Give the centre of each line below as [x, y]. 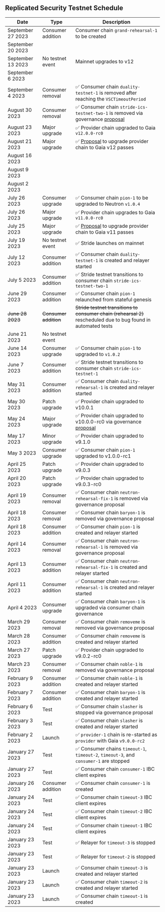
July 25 [16, 226]
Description [116, 22]
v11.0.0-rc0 [89, 218]
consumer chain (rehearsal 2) [110, 314]
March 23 [19, 664]
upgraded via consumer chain [110, 607]
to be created [91, 36]
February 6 [20, 706]
